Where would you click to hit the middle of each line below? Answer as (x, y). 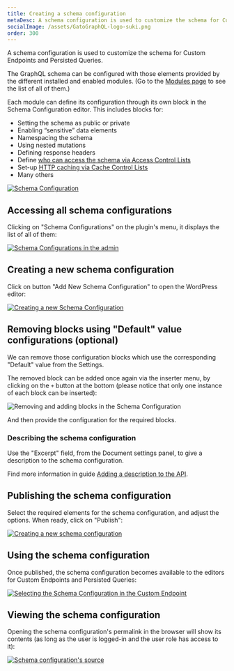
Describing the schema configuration (72, 438)
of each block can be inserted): (52, 393)
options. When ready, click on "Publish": (65, 520)
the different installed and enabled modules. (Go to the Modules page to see (117, 82)
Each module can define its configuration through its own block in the (107, 102)
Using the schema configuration (79, 556)
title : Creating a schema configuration (67, 14)
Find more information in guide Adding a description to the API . (97, 474)
